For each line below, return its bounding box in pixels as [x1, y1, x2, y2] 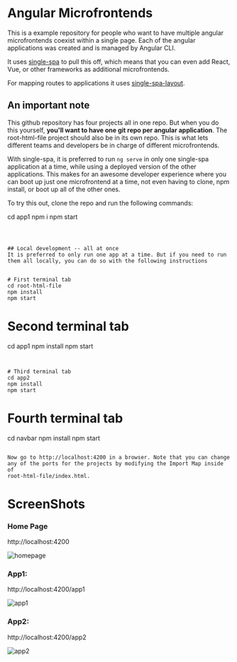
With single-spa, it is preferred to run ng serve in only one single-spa [7, 154, 209, 163]
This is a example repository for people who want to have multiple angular [7, 28, 224, 37]
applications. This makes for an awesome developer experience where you [7, 169, 227, 178]
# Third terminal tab [7, 368, 72, 375]
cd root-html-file [7, 282, 62, 289]
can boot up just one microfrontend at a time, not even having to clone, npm [7, 177, 230, 186]
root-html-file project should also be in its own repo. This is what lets [7, 133, 209, 142]
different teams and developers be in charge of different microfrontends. [7, 141, 220, 149]
